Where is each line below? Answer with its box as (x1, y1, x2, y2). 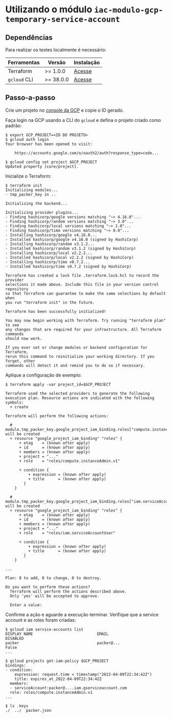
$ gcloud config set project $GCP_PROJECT (5, 159, 97, 165)
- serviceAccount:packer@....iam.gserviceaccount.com (10, 685, 127, 690)
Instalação (74, 59, 100, 66)
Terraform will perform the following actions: (5, 413, 109, 419)
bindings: (5, 662, 27, 668)
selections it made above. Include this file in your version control (5, 282, 159, 287)
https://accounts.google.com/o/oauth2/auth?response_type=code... (14, 150, 159, 155)
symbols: (5, 400, 24, 405)
